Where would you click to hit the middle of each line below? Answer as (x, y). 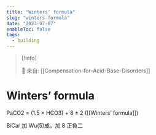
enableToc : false (29, 29)
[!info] (29, 58)
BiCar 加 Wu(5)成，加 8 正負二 (45, 125)
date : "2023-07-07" (31, 23)
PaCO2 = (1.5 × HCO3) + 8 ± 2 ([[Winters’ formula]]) (72, 113)
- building (26, 40)
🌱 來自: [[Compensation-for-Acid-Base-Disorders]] (86, 71)
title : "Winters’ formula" (41, 12)
